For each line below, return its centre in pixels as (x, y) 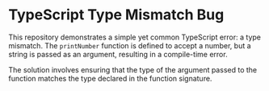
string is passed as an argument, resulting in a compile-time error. (118, 54)
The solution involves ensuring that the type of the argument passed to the (132, 69)
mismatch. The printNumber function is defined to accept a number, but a (130, 45)
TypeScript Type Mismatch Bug (116, 15)
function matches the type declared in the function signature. (110, 78)
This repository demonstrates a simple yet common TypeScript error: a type (134, 37)
